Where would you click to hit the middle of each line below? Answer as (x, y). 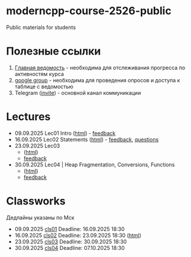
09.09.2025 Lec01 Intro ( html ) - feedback (65, 133)
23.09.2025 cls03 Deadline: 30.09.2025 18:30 (71, 242)
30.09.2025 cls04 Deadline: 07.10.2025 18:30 (70, 248)
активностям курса (39, 74)
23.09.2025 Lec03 (37, 146)
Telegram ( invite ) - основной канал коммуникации (78, 92)
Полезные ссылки (54, 51)
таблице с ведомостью (44, 86)
